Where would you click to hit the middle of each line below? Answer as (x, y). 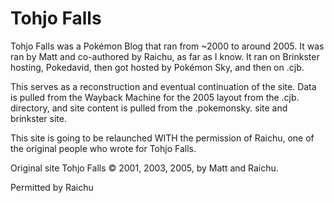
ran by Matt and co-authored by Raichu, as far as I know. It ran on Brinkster (165, 56)
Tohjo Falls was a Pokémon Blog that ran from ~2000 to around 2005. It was (167, 46)
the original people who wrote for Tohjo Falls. (103, 148)
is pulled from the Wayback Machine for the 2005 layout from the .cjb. (155, 97)
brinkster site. (38, 118)
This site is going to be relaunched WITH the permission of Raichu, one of (162, 138)
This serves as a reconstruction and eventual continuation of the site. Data (163, 86)
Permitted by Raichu (52, 187)
